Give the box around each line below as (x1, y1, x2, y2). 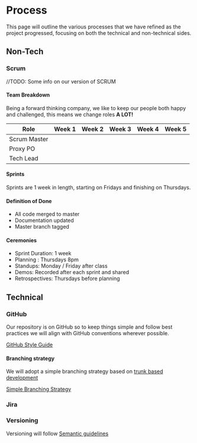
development (6, 374, 38, 381)
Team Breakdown (6, 91, 50, 98)
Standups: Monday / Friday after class (14, 262, 108, 269)
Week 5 (164, 125, 187, 133)
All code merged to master (14, 211, 80, 218)
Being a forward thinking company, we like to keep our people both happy (6, 104, 186, 111)
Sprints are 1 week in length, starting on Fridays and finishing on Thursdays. (6, 184, 191, 191)
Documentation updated (14, 217, 74, 224)
